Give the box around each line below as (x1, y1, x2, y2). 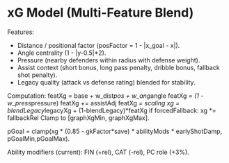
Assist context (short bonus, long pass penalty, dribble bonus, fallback (17, 63, 221, 71)
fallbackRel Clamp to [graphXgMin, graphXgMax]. (7, 113, 150, 122)
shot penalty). (17, 71, 58, 79)
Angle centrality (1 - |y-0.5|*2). (17, 49, 106, 57)
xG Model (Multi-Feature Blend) (7, 5, 194, 21)
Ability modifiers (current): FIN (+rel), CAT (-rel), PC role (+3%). (7, 148, 189, 156)
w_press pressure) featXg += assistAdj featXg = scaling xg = (7, 98, 180, 107)
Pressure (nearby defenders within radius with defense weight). (17, 55, 200, 64)
